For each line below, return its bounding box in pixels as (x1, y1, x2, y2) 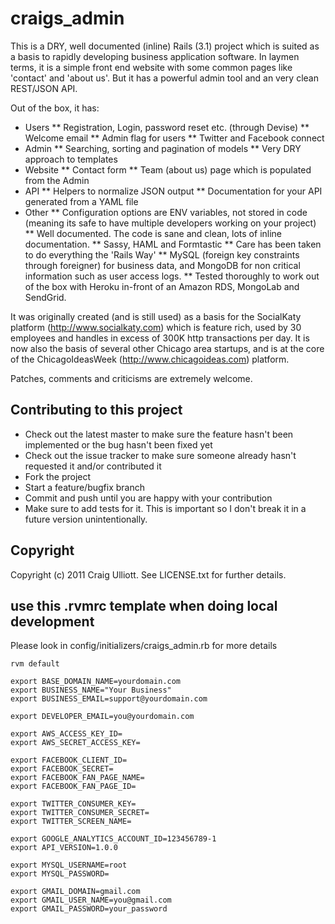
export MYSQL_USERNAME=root (10, 860, 128, 871)
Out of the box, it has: (10, 102, 100, 114)
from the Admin (24, 174, 90, 186)
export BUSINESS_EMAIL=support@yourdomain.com (10, 694, 208, 704)
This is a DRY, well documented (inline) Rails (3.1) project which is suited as (10, 40, 320, 52)
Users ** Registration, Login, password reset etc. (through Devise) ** (24, 121, 310, 133)
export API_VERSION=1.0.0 (10, 843, 118, 853)
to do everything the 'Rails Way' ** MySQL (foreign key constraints (24, 248, 300, 261)
